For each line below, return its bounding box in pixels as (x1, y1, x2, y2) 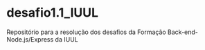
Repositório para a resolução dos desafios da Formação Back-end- (6, 28, 199, 36)
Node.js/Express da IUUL (6, 35, 78, 43)
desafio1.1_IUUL (6, 5, 98, 21)
